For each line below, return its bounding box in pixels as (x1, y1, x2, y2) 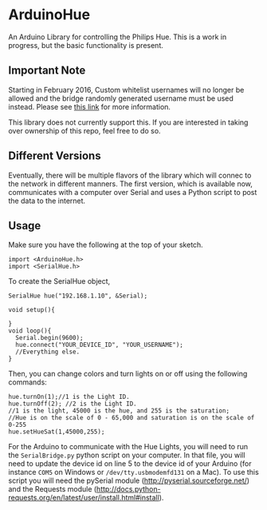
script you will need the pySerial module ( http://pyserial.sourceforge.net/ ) (8, 476, 249, 485)
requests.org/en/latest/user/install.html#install (8, 493, 159, 503)
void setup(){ (8, 306, 56, 314)
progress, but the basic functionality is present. (8, 40, 163, 50)
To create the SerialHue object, (8, 277, 111, 286)
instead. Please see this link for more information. (8, 102, 171, 111)
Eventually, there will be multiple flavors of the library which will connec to (8, 170, 252, 180)
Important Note (8, 64, 86, 78)
